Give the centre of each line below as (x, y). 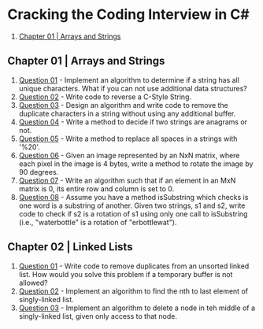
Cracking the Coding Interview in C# (128, 15)
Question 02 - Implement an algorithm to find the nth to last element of (133, 291)
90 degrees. (39, 172)
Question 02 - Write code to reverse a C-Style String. (105, 97)
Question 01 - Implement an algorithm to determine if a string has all (129, 79)
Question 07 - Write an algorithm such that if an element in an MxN (127, 180)
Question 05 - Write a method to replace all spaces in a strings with (128, 139)
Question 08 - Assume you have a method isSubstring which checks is (133, 197)
